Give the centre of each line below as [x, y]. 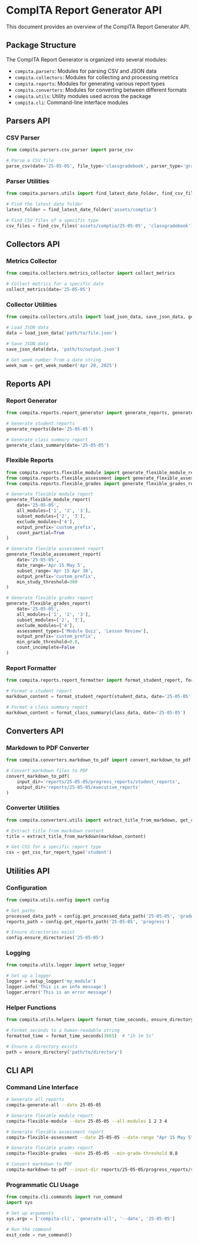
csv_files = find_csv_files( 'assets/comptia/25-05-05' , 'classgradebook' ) [100, 226]
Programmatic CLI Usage [42, 1184]
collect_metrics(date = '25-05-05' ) [49, 290]
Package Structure [41, 45]
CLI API [20, 1070]
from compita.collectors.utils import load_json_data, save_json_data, [96, 317]
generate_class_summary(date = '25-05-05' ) [58, 445]
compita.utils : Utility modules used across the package [83, 96]
